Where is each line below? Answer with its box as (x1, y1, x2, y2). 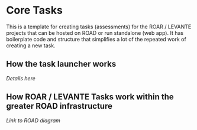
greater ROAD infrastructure (6, 101, 112, 111)
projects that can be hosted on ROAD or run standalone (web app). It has (6, 29, 184, 36)
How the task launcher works (6, 59, 117, 69)
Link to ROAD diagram (6, 116, 61, 124)
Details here (6, 74, 35, 82)
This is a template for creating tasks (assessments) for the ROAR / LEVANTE (6, 23, 192, 30)
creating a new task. (6, 42, 56, 49)
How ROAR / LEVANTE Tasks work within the (6, 92, 175, 102)
